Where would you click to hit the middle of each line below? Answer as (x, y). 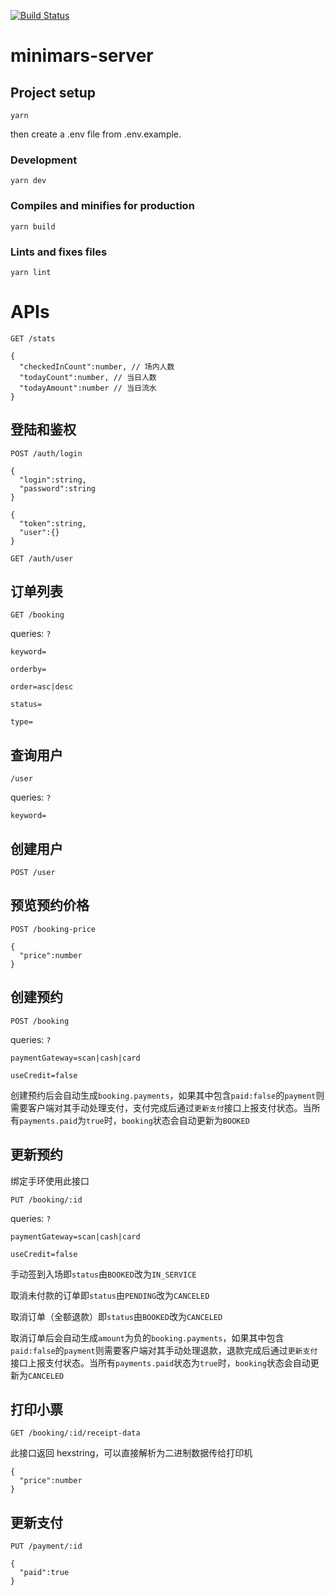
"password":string (58, 488)
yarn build (33, 226)
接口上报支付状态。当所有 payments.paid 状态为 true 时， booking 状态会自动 (160, 1362)
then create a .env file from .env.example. (96, 134)
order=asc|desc (42, 687)
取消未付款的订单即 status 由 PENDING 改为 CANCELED (110, 1295)
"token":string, (53, 523)
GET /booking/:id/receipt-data (75, 1433)
